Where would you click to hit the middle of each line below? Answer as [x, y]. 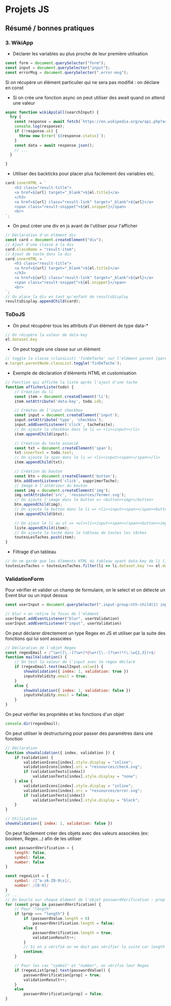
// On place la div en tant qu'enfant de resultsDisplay [67, 297]
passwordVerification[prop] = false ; [63, 994]
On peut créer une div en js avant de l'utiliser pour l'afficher [75, 226]
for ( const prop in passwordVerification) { [53, 904]
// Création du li [34, 392]
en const [15, 88]
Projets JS [27, 9]
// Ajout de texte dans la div [38, 254]
